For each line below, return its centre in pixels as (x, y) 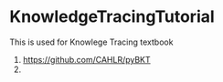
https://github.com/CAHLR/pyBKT (86, 59)
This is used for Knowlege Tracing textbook (91, 42)
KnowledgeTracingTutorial (112, 17)
